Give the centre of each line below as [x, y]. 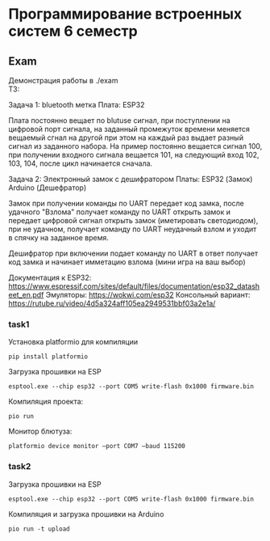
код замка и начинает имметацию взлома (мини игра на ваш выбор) [127, 262]
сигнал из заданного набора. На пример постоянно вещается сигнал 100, [135, 146]
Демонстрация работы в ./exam [63, 80]
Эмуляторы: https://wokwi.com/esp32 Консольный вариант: [148, 295]
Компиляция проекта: [46, 402]
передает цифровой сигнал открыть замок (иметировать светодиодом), [133, 220]
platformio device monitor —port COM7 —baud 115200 [97, 446]
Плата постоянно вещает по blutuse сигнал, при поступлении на [120, 120]
